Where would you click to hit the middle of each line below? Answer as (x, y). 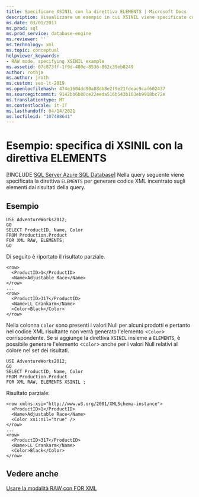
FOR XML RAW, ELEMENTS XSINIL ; (46, 382)
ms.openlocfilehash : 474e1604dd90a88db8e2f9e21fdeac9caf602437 (86, 89)
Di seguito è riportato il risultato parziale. (56, 257)
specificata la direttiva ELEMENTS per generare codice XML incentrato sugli (96, 181)
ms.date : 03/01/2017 (32, 23)
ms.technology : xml (30, 45)
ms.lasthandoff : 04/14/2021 (41, 111)
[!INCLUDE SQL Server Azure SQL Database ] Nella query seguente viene (95, 175)
